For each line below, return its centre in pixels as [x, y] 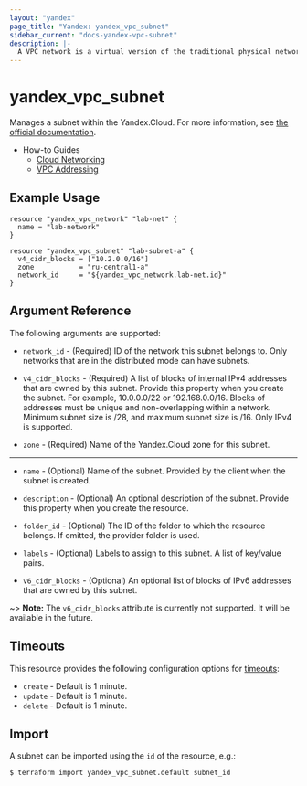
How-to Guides [51, 150]
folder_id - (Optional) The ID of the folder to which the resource [144, 526]
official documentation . [53, 133]
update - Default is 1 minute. [75, 696]
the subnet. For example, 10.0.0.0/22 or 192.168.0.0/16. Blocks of [144, 398]
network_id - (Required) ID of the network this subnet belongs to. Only [155, 351]
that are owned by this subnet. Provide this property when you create [153, 388]
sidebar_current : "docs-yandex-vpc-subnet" [94, 35]
